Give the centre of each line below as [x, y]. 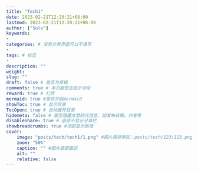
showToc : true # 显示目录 [36, 104]
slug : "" [17, 77]
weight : [16, 72]
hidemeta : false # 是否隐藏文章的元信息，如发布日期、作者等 [74, 115]
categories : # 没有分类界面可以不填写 [49, 45]
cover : [14, 132]
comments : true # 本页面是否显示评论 [48, 88]
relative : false [37, 159]
